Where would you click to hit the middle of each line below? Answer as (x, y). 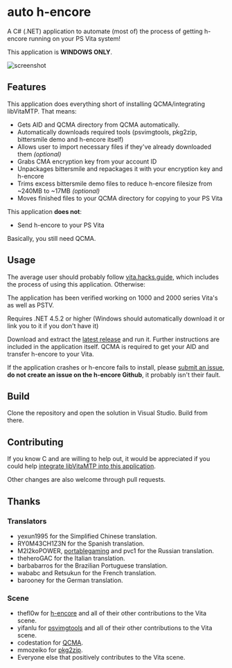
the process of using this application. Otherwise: (76, 284)
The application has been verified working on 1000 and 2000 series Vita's (113, 298)
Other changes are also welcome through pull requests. (87, 480)
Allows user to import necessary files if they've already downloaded (114, 147)
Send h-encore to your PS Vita (61, 225)
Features (27, 87)
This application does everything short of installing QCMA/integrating (106, 104)
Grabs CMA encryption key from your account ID (87, 161)
